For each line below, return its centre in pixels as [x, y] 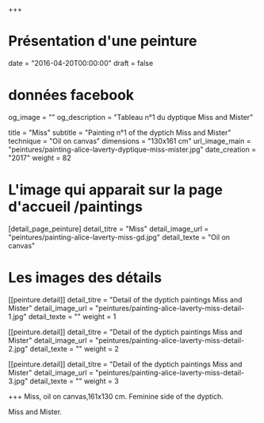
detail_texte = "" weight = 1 [72, 316]
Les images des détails [85, 278]
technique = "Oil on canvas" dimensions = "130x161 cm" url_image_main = [130, 140]
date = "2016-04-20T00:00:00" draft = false [81, 63]
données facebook [71, 95]
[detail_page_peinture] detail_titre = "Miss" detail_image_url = [109, 229]
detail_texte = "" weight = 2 [74, 348]
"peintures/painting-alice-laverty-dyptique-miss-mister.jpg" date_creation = [132, 149]
